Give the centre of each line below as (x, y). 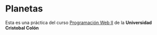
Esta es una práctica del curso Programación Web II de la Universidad (78, 22)
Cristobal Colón (22, 27)
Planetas (24, 9)
